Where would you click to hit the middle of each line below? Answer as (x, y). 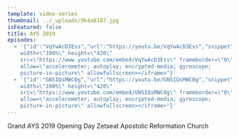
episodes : (22, 40)
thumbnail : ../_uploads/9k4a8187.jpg (63, 20)
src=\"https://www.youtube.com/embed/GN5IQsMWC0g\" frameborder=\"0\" (127, 93)
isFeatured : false (34, 27)
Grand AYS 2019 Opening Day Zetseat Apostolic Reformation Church (108, 126)
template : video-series (43, 14)
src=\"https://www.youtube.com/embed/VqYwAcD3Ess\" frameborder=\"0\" (127, 60)
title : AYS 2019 (31, 34)
